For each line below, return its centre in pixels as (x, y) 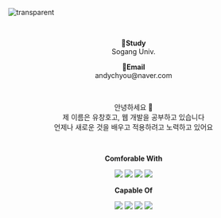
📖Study (134, 43)
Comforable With (134, 158)
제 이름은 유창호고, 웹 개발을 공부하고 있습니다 (134, 117)
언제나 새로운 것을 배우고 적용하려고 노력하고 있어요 (134, 127)
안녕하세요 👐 (134, 107)
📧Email (134, 67)
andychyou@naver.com (134, 75)
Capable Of (134, 190)
